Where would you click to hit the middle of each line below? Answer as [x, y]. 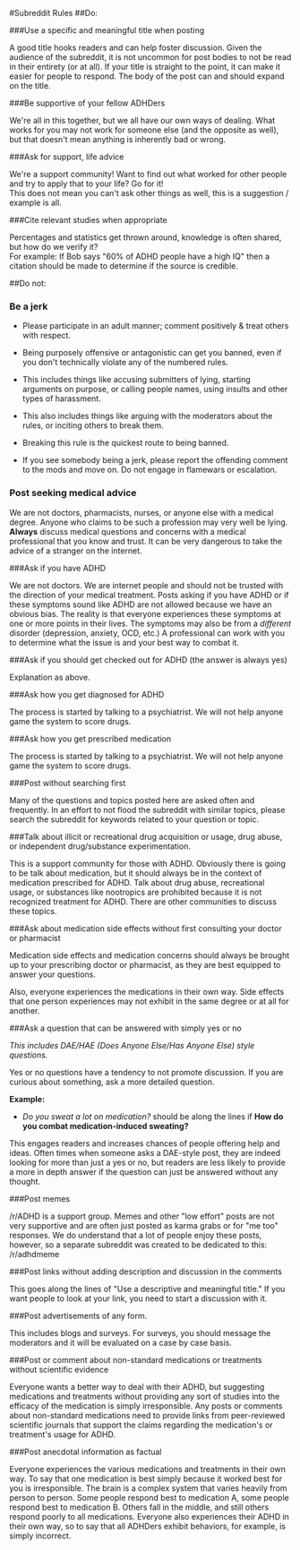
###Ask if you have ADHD [57, 568]
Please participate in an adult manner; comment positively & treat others [155, 326]
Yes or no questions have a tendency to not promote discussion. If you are [146, 1072]
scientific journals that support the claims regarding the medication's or [141, 1425]
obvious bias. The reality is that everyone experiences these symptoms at [146, 613]
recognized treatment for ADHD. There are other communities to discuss [143, 901]
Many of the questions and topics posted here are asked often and [132, 800]
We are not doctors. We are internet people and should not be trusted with [146, 585]
